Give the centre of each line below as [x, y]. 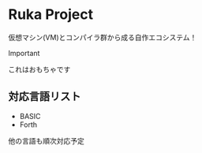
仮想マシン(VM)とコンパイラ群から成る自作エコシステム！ [103, 37]
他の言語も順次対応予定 [46, 140]
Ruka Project [50, 15]
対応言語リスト [45, 97]
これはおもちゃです [39, 69]
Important [24, 53]
